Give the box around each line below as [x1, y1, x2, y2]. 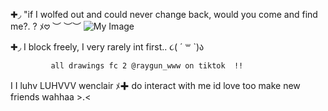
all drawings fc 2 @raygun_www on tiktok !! [50, 61, 244, 71]
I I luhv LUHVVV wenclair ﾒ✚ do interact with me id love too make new [10, 80, 301, 91]
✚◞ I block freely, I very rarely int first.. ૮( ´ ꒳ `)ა [10, 41, 205, 53]
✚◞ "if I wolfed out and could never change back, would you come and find [10, 9, 318, 20]
